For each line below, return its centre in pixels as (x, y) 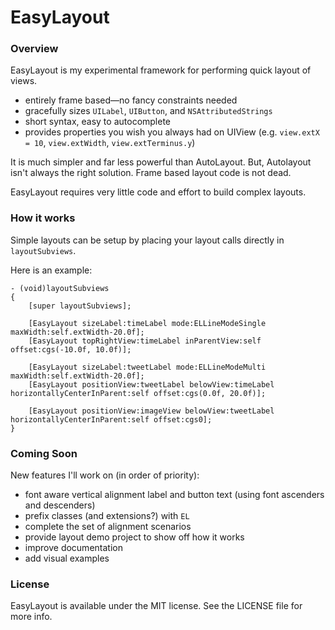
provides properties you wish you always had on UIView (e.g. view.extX (172, 132)
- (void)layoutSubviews (60, 288)
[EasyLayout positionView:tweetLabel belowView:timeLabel (151, 384)
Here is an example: (51, 270)
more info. (31, 617)
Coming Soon (44, 453)
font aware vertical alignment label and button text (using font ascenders (174, 495)
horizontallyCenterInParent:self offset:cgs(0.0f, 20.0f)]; (138, 393)
